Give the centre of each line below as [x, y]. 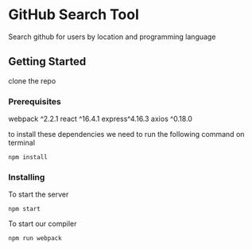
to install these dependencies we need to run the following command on [126, 134]
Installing [27, 177]
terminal [22, 143]
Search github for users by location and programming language [112, 37]
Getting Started [47, 62]
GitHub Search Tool [74, 15]
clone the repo [32, 80]
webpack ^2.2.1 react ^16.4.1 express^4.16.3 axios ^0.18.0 [101, 119]
